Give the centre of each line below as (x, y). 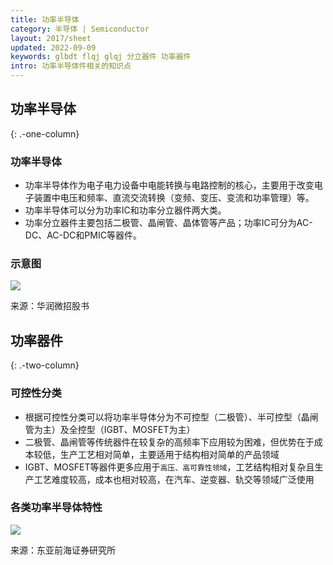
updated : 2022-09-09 (53, 47)
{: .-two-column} (45, 365)
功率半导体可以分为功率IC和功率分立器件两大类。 (125, 210)
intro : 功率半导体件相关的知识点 (71, 66)
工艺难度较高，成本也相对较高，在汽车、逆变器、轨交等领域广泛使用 (174, 479)
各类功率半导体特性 (56, 508)
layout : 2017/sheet (51, 38)
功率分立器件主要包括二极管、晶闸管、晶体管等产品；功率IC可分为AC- (168, 223)
